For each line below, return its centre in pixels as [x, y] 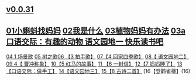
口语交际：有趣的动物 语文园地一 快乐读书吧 [85, 41]
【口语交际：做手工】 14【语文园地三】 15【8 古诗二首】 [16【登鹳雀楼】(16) [98, 71]
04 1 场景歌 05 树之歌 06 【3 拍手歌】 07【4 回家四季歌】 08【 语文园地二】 [97, 57]
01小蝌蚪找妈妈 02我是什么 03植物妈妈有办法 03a [96, 30]
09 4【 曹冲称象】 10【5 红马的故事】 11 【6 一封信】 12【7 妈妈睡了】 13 [94, 64]
